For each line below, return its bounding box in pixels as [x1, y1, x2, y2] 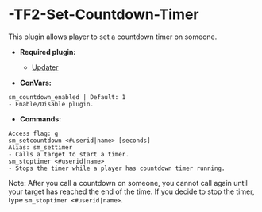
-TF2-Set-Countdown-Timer [8, 6, 199, 24]
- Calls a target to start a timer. [8, 150, 129, 158]
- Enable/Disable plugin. [8, 100, 94, 108]
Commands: [19, 114, 62, 124]
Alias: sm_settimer [8, 143, 73, 152]
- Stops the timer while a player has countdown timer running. [8, 164, 225, 172]
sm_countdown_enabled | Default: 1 [8, 93, 126, 101]
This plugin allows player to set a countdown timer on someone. [8, 32, 218, 41]
